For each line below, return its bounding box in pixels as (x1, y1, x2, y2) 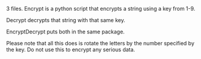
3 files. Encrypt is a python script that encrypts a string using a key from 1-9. (6, 5, 196, 12)
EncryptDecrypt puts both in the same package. (6, 28, 125, 35)
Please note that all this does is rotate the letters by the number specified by (6, 40, 195, 46)
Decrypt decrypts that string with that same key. (6, 17, 125, 23)
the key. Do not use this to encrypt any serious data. (6, 46, 136, 53)
